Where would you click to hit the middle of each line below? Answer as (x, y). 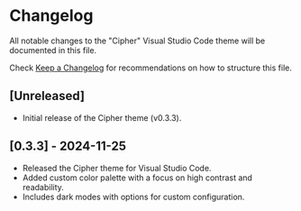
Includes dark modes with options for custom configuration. (133, 197)
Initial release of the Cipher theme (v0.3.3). (102, 117)
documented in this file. (53, 50)
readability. (43, 187)
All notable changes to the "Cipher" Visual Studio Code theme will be (137, 41)
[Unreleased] (47, 96)
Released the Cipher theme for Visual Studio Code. (117, 168)
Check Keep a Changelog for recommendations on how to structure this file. (151, 68)
